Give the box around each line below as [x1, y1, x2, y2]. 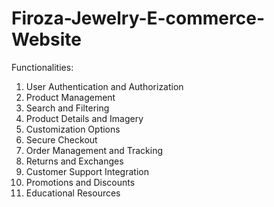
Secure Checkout [25, 133, 98, 146]
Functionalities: [11, 61, 74, 73]
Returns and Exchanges [25, 155, 124, 167]
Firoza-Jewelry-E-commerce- [11, 7, 266, 30]
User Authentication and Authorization [25, 80, 184, 92]
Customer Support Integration [25, 165, 149, 177]
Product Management [25, 91, 116, 103]
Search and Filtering [25, 102, 110, 114]
